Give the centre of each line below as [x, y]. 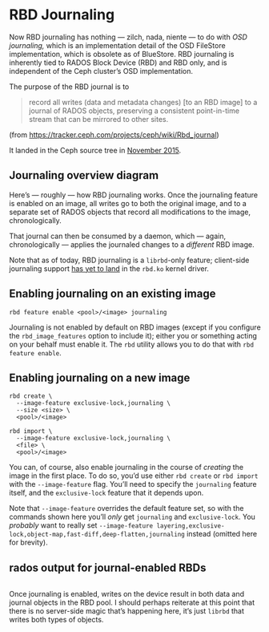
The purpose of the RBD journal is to [69, 87]
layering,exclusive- [191, 526]
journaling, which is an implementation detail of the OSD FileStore [118, 45]
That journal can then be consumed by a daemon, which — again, [118, 236]
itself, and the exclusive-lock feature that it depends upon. [106, 493]
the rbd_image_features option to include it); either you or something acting [133, 335]
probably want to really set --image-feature [81, 525]
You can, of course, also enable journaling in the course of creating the [126, 468]
